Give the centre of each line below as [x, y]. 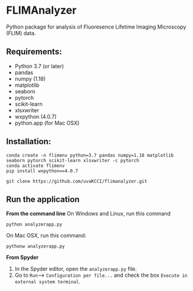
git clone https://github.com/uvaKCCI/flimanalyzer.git [77, 181]
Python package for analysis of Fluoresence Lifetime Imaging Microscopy [96, 27]
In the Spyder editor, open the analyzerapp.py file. [76, 269]
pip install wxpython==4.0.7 [42, 171]
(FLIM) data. [21, 33]
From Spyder [22, 257]
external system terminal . [48, 281]
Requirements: [34, 52]
